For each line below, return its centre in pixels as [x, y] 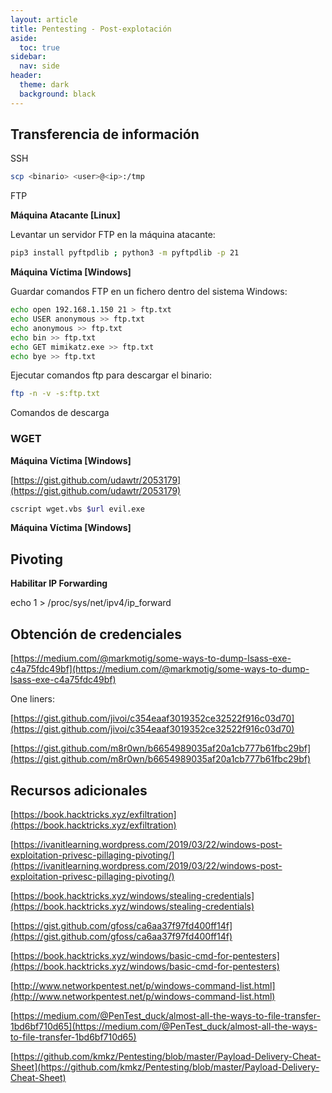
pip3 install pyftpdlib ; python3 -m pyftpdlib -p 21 [125, 253]
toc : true [39, 47]
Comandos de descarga [60, 413]
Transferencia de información [105, 134]
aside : [24, 38]
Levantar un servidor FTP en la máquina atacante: [113, 235]
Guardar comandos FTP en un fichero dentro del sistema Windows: [149, 292]
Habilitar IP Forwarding [59, 583]
